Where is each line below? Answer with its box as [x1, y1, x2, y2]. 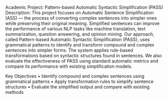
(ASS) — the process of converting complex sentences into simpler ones [5, 15, 157, 21]
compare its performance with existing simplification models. [5, 63, 133, 69]
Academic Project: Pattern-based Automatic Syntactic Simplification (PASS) [5, 5, 163, 10]
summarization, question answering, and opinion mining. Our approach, [5, 31, 154, 37]
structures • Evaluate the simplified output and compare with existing [5, 84, 150, 90]
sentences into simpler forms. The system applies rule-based [5, 47, 133, 53]
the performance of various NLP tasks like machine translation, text [5, 26, 146, 32]
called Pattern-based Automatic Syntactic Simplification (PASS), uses [5, 36, 150, 42]
